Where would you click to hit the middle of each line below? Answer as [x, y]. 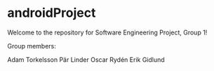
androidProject [52, 13]
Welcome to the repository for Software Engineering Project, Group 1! [107, 32]
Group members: [32, 46]
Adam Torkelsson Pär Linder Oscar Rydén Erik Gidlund [86, 59]
